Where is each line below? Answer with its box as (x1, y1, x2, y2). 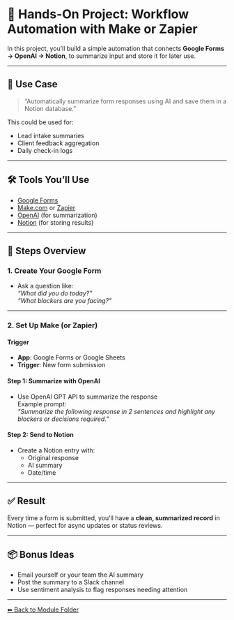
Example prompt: (17, 399, 67, 408)
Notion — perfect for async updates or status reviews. (7, 521, 163, 529)
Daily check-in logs (17, 146, 73, 154)
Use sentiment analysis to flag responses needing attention (17, 586, 188, 594)
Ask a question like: (17, 282, 74, 290)
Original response (27, 453, 79, 462)
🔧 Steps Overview (7, 244, 86, 257)
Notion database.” (24, 104, 77, 112)
